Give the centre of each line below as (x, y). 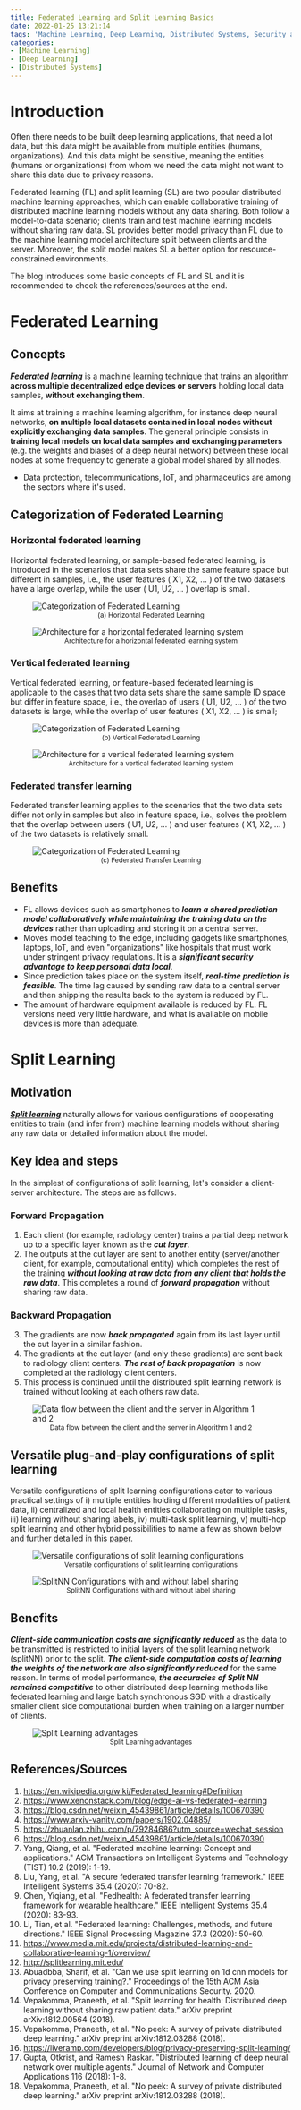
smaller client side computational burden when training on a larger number (147, 1705)
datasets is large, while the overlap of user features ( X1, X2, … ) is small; (144, 711)
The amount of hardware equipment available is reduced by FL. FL (145, 1004)
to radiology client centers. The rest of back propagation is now (142, 1363)
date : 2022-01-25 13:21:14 (60, 26)
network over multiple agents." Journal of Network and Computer (143, 2067)
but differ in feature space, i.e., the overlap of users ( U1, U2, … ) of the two (148, 701)
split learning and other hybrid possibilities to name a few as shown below (146, 1529)
